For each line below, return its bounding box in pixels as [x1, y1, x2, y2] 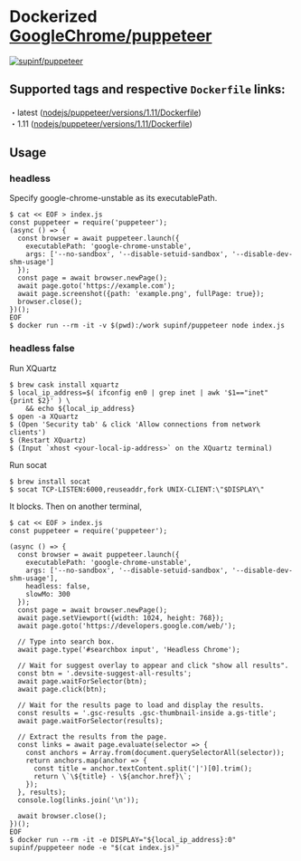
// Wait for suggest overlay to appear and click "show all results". [17, 661, 289, 670]
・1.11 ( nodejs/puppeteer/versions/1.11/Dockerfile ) [9, 118, 193, 129]
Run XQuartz [9, 362, 57, 373]
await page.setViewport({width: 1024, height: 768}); [17, 613, 224, 622]
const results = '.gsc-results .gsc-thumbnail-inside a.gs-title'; [17, 708, 277, 717]
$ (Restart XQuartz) [9, 435, 88, 445]
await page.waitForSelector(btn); [17, 676, 147, 685]
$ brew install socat [9, 477, 91, 486]
